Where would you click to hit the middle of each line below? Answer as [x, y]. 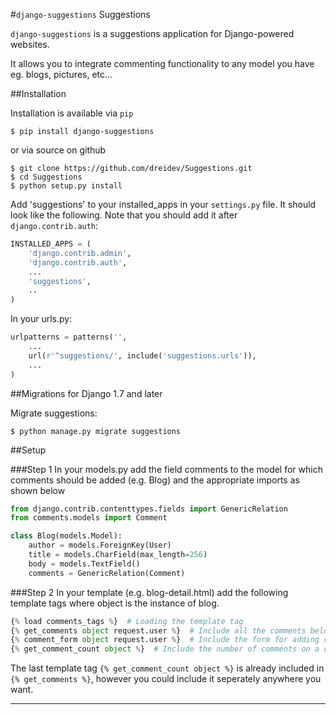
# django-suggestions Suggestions [80, 14]
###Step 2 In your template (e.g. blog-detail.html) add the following [149, 592]
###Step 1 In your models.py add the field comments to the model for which [166, 469]
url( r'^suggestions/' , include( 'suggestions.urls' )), [142, 355]
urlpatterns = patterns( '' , [69, 337]
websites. [30, 44]
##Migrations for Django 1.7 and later [86, 393]
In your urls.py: [41, 319]
